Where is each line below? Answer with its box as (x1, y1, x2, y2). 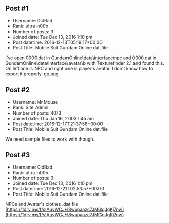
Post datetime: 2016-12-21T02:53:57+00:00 (12, 186, 104, 192)
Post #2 (5, 86, 30, 94)
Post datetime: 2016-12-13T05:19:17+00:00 (12, 39, 103, 45)
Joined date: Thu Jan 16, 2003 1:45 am (12, 115, 94, 121)
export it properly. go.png (5, 71, 59, 77)
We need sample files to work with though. (5, 136, 95, 142)
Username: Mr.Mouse (12, 99, 58, 105)
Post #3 (5, 151, 30, 159)
